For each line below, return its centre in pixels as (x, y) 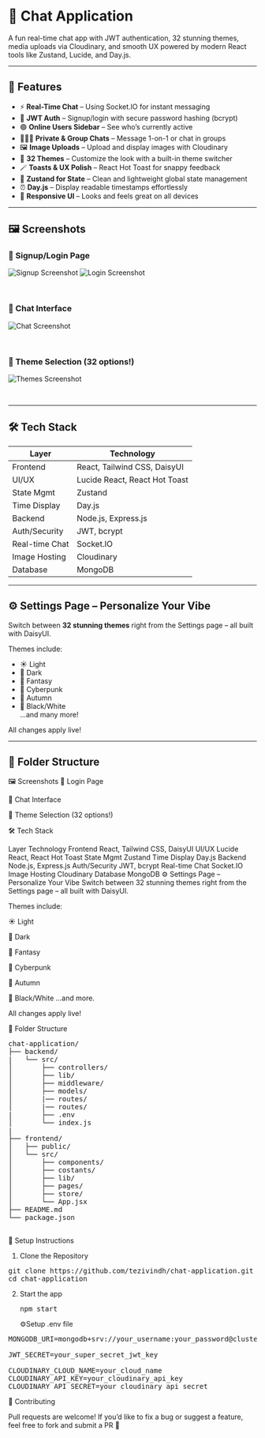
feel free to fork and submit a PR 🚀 (64, 1425)
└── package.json (41, 1218)
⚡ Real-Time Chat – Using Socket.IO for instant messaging (115, 107)
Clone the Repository (54, 1256)
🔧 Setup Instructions (41, 1240)
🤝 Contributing (32, 1402)
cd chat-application (48, 1279)
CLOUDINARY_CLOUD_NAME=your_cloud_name (85, 1371)
